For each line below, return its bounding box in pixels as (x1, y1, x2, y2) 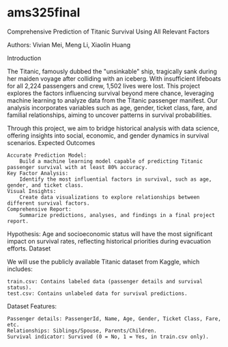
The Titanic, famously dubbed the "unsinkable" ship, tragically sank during (7, 67, 217, 75)
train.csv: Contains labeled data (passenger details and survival (7, 278, 203, 285)
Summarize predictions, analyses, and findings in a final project (19, 211, 215, 218)
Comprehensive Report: (7, 205, 72, 213)
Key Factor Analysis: (7, 170, 69, 177)
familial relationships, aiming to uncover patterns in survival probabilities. (7, 111, 212, 119)
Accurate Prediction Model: (7, 152, 87, 159)
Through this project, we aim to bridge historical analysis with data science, (7, 124, 220, 132)
